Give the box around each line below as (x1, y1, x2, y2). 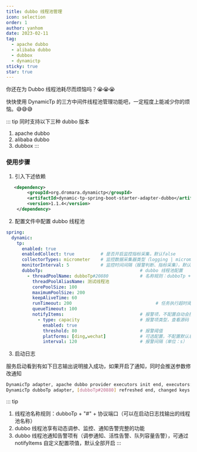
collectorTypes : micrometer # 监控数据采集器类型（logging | (21, 257, 174, 262)
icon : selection (6, 14, 46, 20)
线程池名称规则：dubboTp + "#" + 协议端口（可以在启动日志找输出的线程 (14, 410, 191, 417)
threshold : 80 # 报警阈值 (43, 328, 163, 334)
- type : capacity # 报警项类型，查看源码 (37, 317, 189, 323)
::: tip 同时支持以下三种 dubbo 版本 (6, 118, 90, 125)
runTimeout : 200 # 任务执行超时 (32, 301, 188, 307)
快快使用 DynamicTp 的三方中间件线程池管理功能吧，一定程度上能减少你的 (6, 98, 185, 105)
